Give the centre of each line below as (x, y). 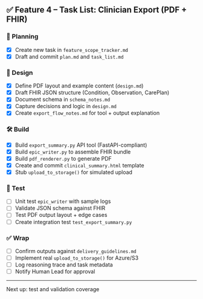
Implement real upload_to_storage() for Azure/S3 (77, 258)
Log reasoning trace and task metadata (64, 265)
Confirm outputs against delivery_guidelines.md (76, 251)
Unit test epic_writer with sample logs (63, 201)
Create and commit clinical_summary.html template (79, 165)
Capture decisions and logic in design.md (66, 106)
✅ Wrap (18, 238)
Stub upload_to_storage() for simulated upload (74, 172)
